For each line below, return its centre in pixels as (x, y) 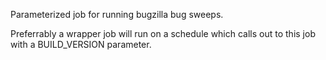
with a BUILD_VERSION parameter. (81, 44)
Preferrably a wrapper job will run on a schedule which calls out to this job (163, 33)
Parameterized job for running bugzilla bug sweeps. (117, 14)
